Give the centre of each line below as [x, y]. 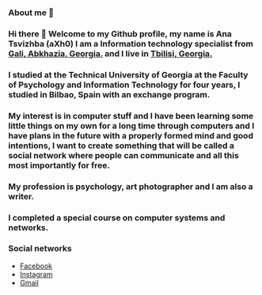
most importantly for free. [59, 165]
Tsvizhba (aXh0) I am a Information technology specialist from [131, 43]
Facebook [36, 266]
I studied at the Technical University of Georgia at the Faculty [128, 74]
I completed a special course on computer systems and [117, 217]
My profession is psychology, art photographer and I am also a [131, 187]
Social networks [40, 248]
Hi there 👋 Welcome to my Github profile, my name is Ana [120, 33]
